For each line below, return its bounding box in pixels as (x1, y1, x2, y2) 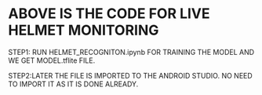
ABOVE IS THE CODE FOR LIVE (8, 5, 210, 23)
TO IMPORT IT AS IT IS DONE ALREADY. (8, 79, 139, 89)
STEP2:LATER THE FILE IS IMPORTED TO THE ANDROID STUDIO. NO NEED (8, 71, 253, 80)
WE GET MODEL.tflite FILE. (8, 56, 96, 65)
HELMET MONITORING (8, 21, 159, 39)
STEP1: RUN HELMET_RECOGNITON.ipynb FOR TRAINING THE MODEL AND (8, 47, 255, 57)
